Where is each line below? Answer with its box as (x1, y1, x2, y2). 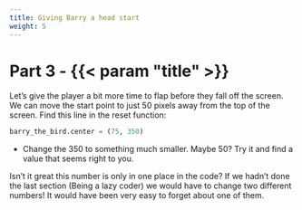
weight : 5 (9, 22, 47, 31)
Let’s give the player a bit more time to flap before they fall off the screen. (9, 91, 284, 101)
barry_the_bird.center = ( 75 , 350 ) (9, 128, 144, 137)
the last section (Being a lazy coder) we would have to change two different (9, 180, 292, 191)
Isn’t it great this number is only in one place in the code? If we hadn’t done (9, 171, 290, 182)
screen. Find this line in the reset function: (9, 110, 167, 120)
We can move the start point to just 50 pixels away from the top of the (9, 100, 270, 111)
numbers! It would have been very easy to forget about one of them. (9, 190, 265, 201)
